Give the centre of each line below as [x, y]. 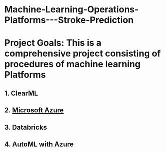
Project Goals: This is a [53, 43]
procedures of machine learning [73, 64]
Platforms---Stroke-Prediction [69, 20]
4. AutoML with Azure [39, 144]
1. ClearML [21, 93]
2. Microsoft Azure [34, 111]
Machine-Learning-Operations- [72, 9]
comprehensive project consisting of [83, 53]
